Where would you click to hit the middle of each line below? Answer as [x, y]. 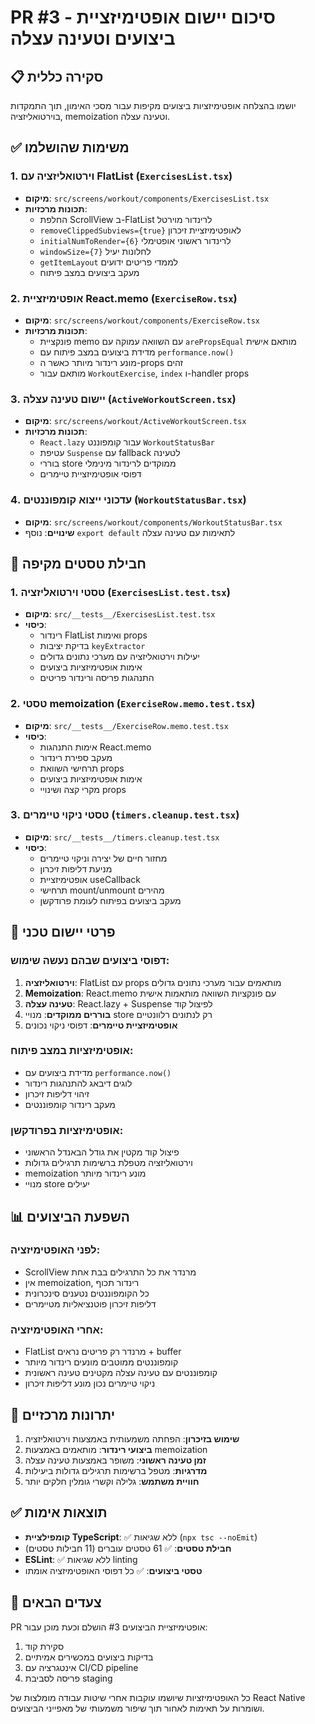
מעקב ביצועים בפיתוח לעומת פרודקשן [110, 900]
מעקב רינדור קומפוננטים [70, 1104]
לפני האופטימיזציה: [55, 1250]
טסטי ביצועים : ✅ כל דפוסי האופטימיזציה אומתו [113, 1570]
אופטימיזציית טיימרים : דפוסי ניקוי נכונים [101, 1025]
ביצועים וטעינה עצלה [93, 38]
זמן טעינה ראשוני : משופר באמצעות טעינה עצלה [115, 1460]
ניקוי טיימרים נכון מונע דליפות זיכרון [90, 1383]
